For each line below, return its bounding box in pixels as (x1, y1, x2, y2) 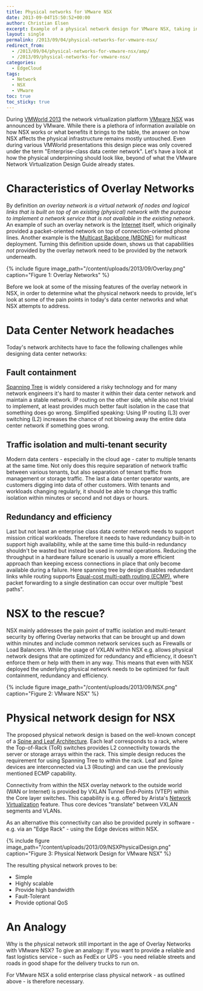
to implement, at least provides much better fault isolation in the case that (6, 403, 190, 410)
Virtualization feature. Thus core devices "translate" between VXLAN (6, 800, 178, 808)
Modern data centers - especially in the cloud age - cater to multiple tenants (6, 456, 196, 463)
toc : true (6, 93, 31, 99)
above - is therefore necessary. (6, 978, 85, 985)
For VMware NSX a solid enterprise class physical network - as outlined (6, 971, 185, 978)
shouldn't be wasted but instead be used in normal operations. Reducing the (6, 547, 196, 554)
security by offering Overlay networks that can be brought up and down (6, 633, 185, 640)
